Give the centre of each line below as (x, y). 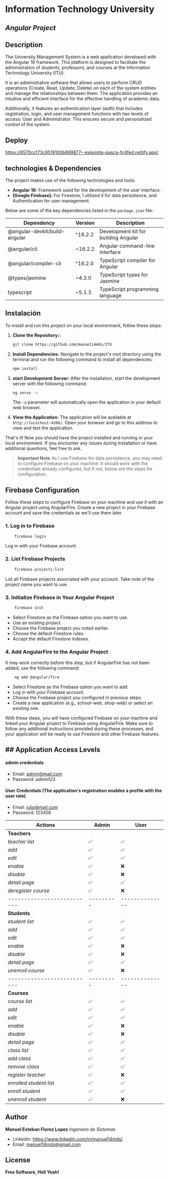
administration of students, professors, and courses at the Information (78, 68)
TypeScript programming (129, 289)
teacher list (21, 842)
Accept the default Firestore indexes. (51, 639)
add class (19, 1058)
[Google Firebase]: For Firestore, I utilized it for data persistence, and (84, 196)
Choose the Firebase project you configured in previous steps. (77, 697)
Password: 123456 (32, 812)
